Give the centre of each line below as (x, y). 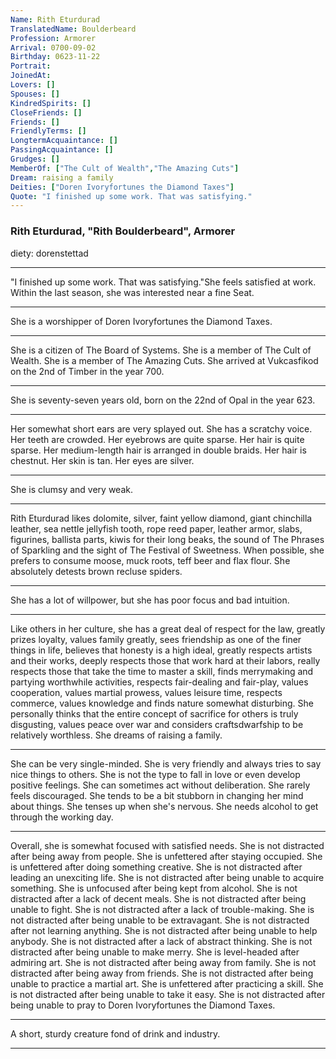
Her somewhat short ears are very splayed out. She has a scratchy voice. (161, 428)
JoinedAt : (31, 76)
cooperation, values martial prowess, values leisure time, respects (146, 692)
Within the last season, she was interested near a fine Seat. (132, 292)
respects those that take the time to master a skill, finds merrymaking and (162, 671)
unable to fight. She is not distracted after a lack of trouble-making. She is (162, 909)
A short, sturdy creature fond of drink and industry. (115, 1033)
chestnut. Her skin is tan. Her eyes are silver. (102, 460)
